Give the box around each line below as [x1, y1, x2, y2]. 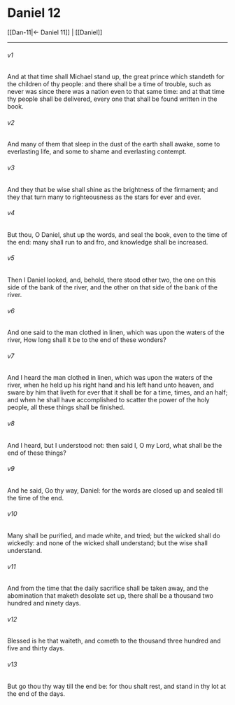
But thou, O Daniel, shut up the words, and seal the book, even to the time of [7, 230, 228, 239]
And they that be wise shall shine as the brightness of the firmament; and [7, 185, 218, 193]
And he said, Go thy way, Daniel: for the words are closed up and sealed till [7, 486, 224, 495]
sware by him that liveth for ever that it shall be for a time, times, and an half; [7, 388, 228, 397]
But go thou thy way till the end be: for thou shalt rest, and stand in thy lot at [7, 682, 226, 690]
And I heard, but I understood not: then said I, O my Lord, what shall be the [7, 441, 222, 449]
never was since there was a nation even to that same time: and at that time [7, 88, 225, 96]
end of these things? [7, 449, 66, 457]
